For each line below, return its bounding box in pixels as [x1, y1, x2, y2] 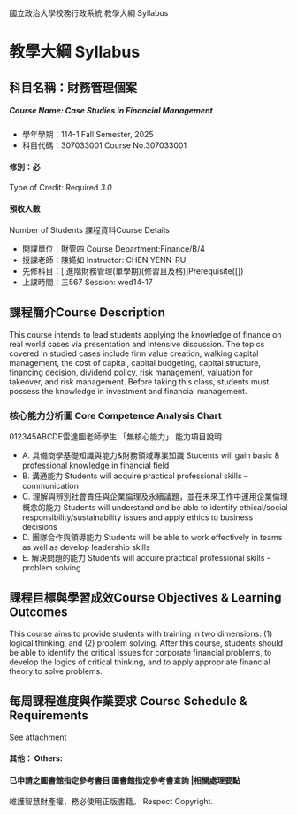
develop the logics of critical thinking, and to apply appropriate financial [9, 656, 271, 667]
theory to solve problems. [9, 665, 103, 676]
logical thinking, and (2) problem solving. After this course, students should [9, 637, 284, 648]
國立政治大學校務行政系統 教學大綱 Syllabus [9, 8, 169, 18]
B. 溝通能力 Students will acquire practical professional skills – [21, 470, 248, 481]
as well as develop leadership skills [21, 542, 150, 553]
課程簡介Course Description [9, 305, 165, 321]
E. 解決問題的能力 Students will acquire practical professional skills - [21, 553, 271, 563]
